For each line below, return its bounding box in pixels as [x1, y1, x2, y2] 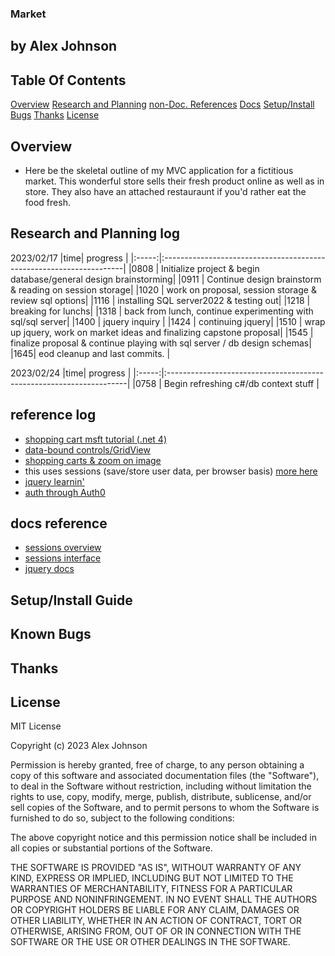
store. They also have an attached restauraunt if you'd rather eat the [24, 185, 307, 197]
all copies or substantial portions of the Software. [10, 842, 213, 854]
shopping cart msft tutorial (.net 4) [24, 433, 167, 445]
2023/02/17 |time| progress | [10, 252, 129, 264]
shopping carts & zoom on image [24, 454, 162, 466]
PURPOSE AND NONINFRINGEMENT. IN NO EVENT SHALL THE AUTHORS [10, 893, 318, 906]
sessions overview [24, 542, 102, 554]
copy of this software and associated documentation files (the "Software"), [10, 770, 320, 782]
